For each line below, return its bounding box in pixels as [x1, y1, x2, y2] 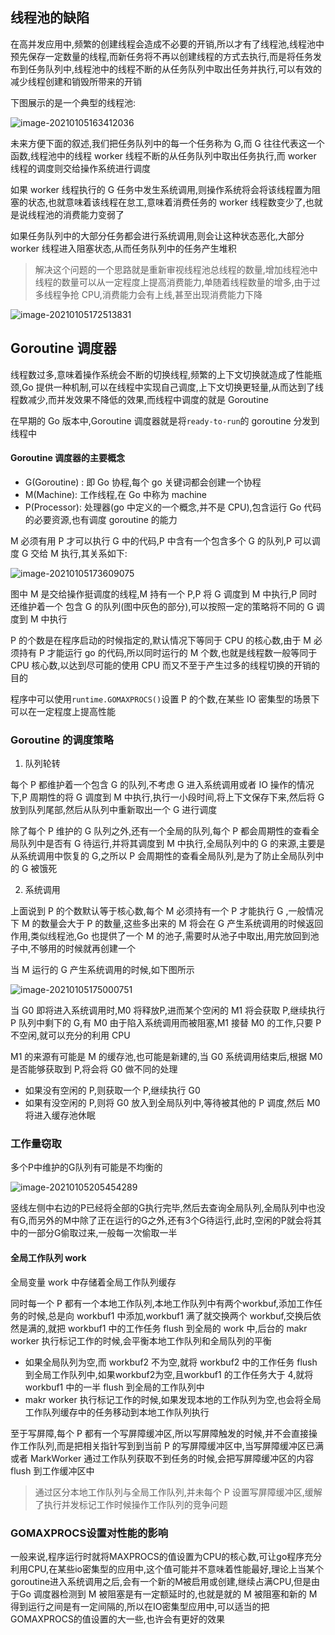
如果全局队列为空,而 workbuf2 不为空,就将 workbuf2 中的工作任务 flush [24, 1356, 318, 1368]
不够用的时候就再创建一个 [30, 943, 137, 955]
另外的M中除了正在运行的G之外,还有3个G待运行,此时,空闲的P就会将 [36, 1214, 313, 1227]
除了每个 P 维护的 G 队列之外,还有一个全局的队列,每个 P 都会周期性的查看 [10, 825, 312, 837]
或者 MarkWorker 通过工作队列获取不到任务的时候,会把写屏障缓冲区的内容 [10, 1452, 315, 1464]
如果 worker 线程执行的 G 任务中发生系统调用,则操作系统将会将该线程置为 [10, 183, 313, 195]
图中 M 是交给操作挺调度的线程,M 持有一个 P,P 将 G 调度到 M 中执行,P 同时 [10, 588, 318, 600]
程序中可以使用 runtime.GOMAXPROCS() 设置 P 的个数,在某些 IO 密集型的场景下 [10, 693, 320, 705]
